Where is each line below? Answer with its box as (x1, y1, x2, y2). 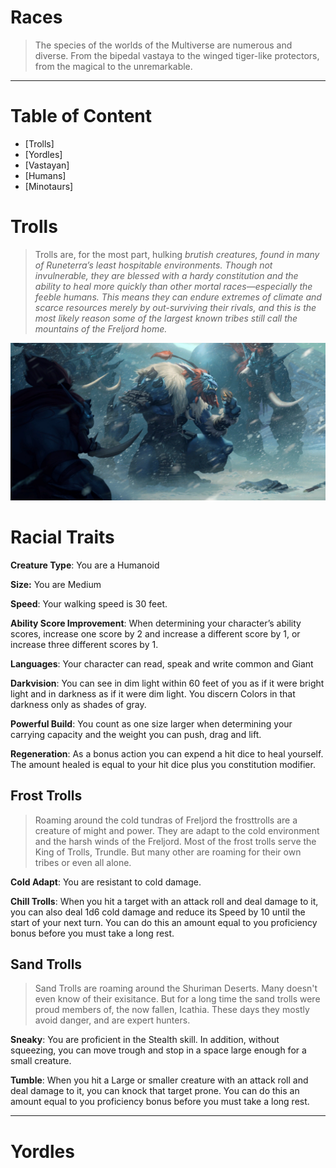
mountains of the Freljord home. (34, 322, 168, 335)
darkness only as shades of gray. (10, 698, 147, 710)
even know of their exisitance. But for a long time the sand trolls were (34, 993, 321, 1005)
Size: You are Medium (10, 578, 102, 590)
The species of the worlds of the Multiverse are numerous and (34, 39, 293, 51)
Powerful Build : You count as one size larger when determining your (10, 717, 293, 730)
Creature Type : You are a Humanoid (10, 559, 160, 571)
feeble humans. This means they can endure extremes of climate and (34, 291, 322, 303)
